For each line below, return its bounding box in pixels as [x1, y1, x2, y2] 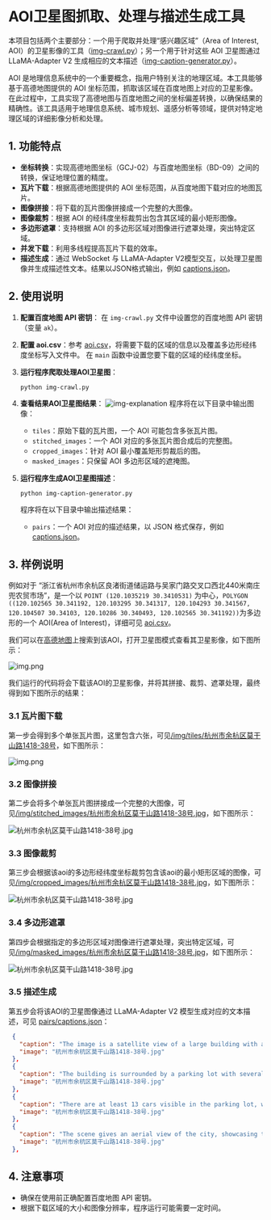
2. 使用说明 [8, 289, 64, 303]
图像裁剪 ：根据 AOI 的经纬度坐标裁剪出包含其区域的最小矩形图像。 [19, 213, 242, 222]
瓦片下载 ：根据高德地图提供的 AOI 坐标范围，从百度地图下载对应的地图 [19, 183, 256, 192]
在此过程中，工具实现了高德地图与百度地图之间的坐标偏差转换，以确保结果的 [8, 93, 263, 103]
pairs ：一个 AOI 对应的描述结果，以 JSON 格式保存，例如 [31, 521, 224, 531]
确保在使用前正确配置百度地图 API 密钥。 [19, 1193, 156, 1202]
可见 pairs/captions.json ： [22, 1016, 110, 1026]
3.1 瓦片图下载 [8, 711, 63, 722]
